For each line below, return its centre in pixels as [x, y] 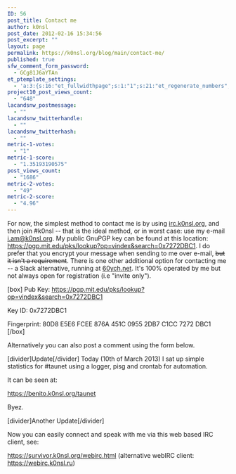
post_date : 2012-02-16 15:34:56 [54, 33]
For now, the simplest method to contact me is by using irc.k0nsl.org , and [113, 223]
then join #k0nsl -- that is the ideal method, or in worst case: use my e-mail [116, 231]
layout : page [26, 46]
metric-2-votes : [31, 184]
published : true [31, 60]
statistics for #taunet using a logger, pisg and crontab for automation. [108, 366]
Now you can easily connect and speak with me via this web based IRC [110, 434]
